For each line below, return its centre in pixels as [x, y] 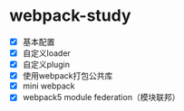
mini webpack [48, 86]
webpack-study [70, 16]
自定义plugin [46, 65]
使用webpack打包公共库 [68, 76]
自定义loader [46, 53]
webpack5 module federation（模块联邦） [101, 97]
